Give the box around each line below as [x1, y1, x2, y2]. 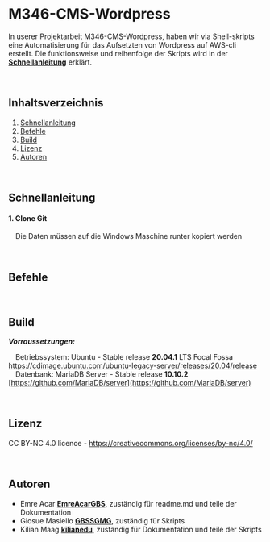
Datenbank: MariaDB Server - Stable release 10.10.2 [15, 369, 189, 379]
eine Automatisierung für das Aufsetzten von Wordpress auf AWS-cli [8, 40, 236, 49]
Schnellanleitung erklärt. [8, 57, 93, 67]
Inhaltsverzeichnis [8, 96, 104, 110]
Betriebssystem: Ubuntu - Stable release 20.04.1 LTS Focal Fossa [15, 352, 234, 361]
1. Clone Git [8, 213, 48, 223]
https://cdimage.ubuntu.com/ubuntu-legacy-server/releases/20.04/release [8, 361, 258, 370]
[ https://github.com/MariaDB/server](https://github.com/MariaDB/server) [8, 377, 251, 387]
